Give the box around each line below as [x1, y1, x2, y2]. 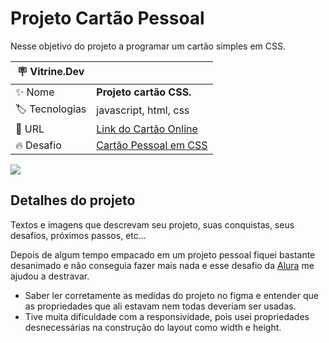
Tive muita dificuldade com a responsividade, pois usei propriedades [24, 310, 310, 322]
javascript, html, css [96, 103, 190, 117]
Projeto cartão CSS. [96, 85, 192, 99]
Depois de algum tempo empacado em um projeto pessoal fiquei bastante [10, 248, 316, 261]
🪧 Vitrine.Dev [16, 64, 85, 78]
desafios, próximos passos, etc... [10, 229, 147, 241]
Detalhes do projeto [10, 192, 136, 209]
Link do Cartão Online [96, 122, 198, 136]
